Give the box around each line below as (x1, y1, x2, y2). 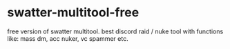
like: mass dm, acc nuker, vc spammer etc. (7, 34, 129, 42)
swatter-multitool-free (7, 5, 140, 20)
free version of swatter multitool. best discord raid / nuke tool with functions (7, 27, 224, 35)
